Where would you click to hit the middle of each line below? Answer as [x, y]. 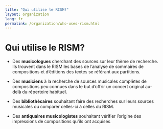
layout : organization [27, 14]
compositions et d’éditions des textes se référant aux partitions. [76, 72]
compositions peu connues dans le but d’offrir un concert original [78, 87]
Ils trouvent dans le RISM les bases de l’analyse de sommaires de [78, 66]
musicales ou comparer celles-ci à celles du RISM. [63, 107]
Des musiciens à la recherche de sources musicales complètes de [79, 81]
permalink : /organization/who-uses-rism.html [52, 23]
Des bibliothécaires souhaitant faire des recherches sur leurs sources [83, 101]
